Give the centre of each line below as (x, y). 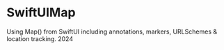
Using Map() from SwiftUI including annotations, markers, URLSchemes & (112, 32)
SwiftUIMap (41, 13)
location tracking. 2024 (40, 38)
